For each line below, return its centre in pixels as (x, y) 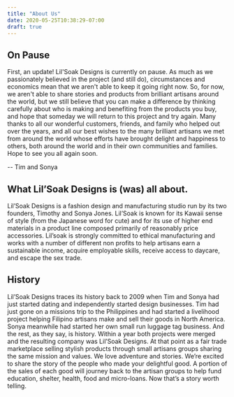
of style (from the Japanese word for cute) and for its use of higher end (110, 221)
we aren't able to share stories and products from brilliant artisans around (113, 94)
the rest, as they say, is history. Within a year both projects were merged (111, 333)
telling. (17, 386)
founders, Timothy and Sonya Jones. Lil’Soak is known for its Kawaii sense (115, 213)
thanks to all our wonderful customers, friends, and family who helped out (114, 124)
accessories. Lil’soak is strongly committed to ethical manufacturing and (111, 236)
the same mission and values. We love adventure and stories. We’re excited (116, 356)
